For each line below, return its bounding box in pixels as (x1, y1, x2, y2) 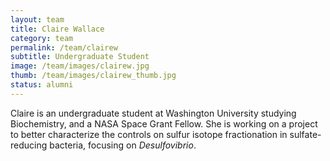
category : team (10, 33, 74, 43)
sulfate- (289, 128, 322, 140)
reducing (10, 139, 48, 151)
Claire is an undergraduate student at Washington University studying (10, 107, 297, 119)
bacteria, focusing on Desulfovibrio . (49, 139, 197, 151)
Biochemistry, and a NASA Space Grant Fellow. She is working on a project (10, 117, 318, 130)
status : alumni (10, 80, 74, 90)
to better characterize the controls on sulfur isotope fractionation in (10, 128, 288, 140)
